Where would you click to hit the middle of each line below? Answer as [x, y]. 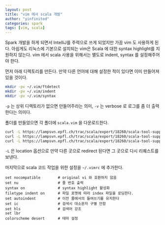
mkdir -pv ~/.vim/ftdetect [33, 87]
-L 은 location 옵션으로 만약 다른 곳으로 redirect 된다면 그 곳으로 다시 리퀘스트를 [82, 151]
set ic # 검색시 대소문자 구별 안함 [55, 204]
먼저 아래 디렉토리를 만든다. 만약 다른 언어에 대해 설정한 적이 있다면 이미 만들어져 [82, 71]
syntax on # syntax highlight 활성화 [57, 188]
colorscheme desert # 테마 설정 [42, 219]
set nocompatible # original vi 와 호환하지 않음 [61, 178]
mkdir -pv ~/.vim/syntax [30, 96]
